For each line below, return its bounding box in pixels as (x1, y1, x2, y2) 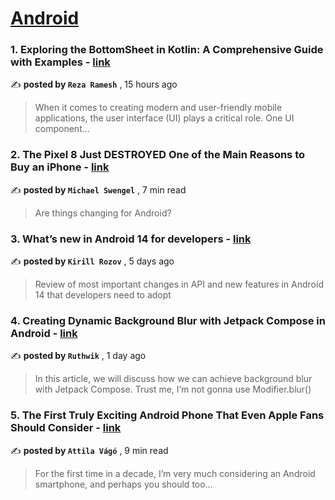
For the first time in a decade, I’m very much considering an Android (34, 467, 316, 479)
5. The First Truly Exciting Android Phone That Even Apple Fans (10, 408, 325, 422)
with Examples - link (10, 55, 111, 69)
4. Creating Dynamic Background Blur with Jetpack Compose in (10, 314, 326, 327)
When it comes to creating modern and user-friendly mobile (34, 102, 283, 114)
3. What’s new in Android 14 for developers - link (10, 232, 252, 246)
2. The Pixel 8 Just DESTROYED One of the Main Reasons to (10, 148, 306, 162)
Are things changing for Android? (34, 207, 172, 219)
